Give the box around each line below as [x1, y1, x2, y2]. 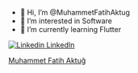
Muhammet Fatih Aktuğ [8, 56, 86, 65]
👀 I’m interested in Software [19, 16, 113, 26]
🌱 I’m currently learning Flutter [19, 25, 122, 34]
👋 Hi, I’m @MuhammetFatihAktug [19, 8, 131, 17]
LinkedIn [46, 40, 75, 50]
